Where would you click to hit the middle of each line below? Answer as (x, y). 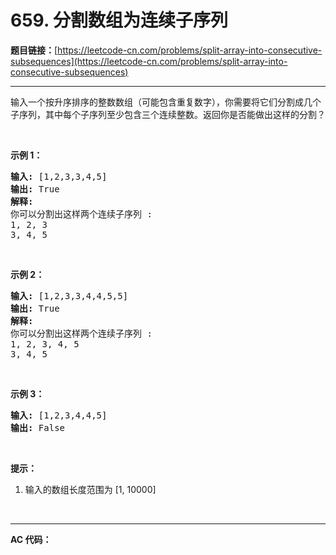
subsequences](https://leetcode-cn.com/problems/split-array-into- (149, 61)
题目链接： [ (34, 50)
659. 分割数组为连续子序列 (119, 20)
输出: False (38, 427)
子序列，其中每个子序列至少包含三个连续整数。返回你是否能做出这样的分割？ (168, 114)
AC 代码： (31, 539)
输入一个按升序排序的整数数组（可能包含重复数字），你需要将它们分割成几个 (166, 102)
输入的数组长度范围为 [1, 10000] (90, 489)
